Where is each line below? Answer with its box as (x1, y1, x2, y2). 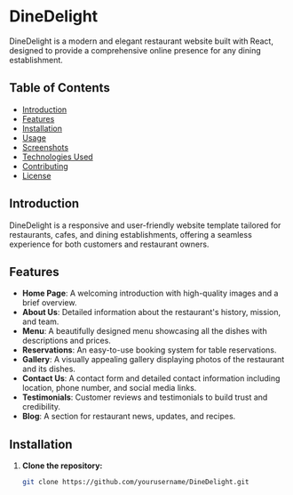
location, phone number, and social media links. (21, 383, 197, 394)
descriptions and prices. (21, 336, 111, 346)
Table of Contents (9, 80, 111, 95)
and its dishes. (21, 363, 75, 375)
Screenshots (21, 142, 69, 152)
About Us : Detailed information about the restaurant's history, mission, (21, 307, 281, 318)
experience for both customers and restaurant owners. (9, 239, 210, 249)
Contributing (21, 160, 68, 171)
